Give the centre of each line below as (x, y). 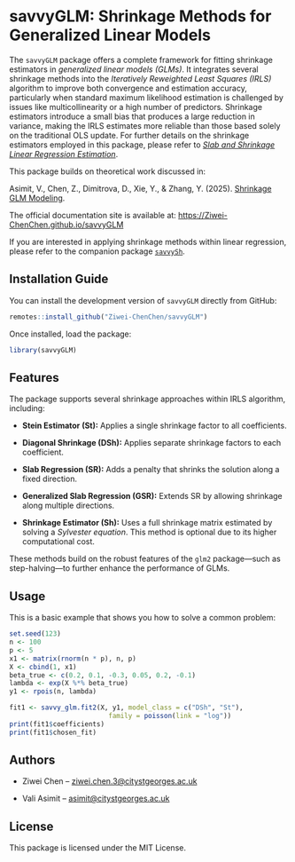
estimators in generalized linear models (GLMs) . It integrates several (134, 69)
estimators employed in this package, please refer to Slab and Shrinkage (142, 145)
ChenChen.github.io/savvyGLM (66, 225)
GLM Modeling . (37, 198)
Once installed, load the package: (70, 334)
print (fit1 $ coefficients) (57, 724)
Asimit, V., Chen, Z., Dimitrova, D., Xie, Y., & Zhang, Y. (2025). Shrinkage (140, 188)
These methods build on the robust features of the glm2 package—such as (145, 559)
